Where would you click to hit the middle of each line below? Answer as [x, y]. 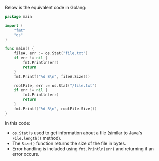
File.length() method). [37, 138]
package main [19, 17]
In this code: [18, 123]
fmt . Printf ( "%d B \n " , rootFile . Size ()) [56, 109]
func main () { [20, 49]
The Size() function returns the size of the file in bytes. [69, 143]
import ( [14, 25]
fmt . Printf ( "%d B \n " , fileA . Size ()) [52, 76]
